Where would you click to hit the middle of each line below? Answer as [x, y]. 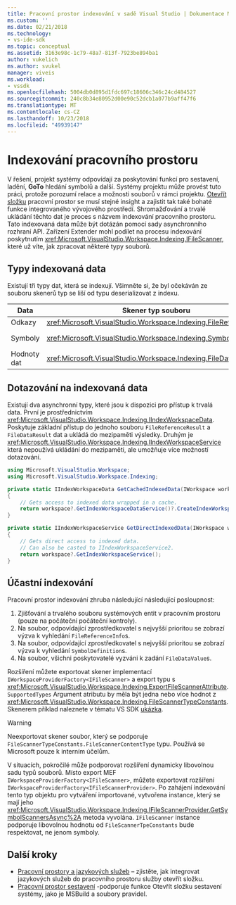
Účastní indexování [50, 582]
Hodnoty [25, 354]
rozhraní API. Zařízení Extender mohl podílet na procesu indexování [105, 232]
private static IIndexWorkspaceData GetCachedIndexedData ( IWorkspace [111, 489]
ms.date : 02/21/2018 [38, 27]
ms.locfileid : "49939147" [45, 125]
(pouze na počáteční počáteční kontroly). [77, 621]
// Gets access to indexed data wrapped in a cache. [99, 502]
